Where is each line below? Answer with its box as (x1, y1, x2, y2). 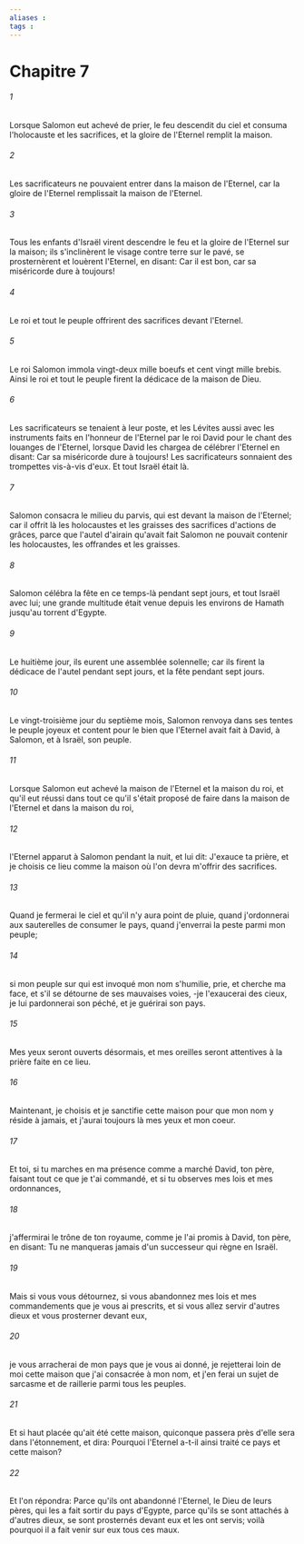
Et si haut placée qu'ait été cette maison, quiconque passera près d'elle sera (9, 1427, 295, 1438)
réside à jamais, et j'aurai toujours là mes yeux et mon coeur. (9, 1114, 236, 1125)
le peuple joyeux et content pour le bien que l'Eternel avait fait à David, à (9, 724, 280, 735)
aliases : (9, 13, 47, 23)
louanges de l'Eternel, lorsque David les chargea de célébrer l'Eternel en (9, 442, 280, 453)
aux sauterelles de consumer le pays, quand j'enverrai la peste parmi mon (9, 920, 286, 931)
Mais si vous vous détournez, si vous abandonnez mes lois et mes (9, 1290, 257, 1301)
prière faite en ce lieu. (9, 1056, 92, 1067)
